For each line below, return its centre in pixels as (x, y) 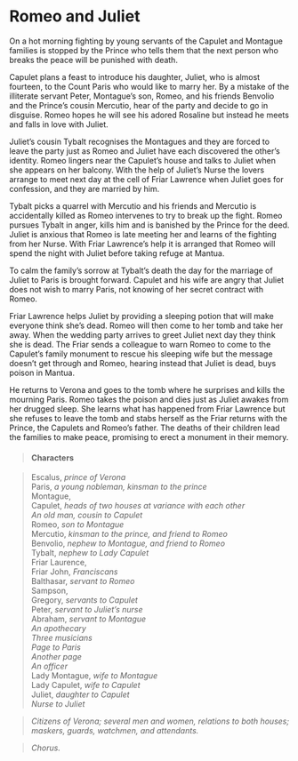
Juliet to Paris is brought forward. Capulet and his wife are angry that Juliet (147, 280)
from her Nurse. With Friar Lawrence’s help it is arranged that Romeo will (142, 244)
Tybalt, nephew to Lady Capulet (90, 553)
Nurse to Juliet (58, 704)
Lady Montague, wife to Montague (94, 676)
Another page (56, 657)
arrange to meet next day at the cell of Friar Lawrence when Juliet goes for (146, 179)
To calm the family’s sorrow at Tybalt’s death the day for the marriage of (141, 270)
